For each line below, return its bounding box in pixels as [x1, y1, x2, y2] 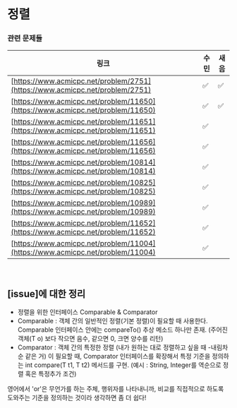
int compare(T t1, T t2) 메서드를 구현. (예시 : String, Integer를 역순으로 [25, 361, 221, 369]
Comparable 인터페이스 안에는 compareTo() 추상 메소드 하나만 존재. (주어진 [17, 325, 228, 334]
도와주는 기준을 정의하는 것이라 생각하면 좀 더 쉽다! [7, 393, 147, 402]
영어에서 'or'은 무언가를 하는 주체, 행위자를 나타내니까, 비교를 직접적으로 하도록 [7, 385, 224, 393]
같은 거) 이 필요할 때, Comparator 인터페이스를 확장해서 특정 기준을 [25, 352, 211, 361]
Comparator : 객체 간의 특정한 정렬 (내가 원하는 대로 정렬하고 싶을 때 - [17, 343, 212, 352]
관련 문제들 [7, 33, 43, 43]
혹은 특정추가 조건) [25, 370, 77, 378]
